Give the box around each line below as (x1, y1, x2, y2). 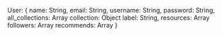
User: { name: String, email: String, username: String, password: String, (7, 6, 215, 14)
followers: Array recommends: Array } (7, 21, 118, 29)
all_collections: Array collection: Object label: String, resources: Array (7, 13, 210, 22)
